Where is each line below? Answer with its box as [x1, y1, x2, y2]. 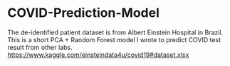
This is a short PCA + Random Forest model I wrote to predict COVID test [7, 35, 221, 44]
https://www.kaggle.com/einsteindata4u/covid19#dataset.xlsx [7, 51, 189, 59]
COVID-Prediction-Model [7, 5, 160, 21]
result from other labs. [7, 43, 73, 51]
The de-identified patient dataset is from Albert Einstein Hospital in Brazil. [7, 28, 224, 37]
